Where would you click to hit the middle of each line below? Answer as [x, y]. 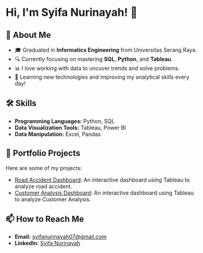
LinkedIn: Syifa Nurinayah [47, 243]
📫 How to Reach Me [45, 219]
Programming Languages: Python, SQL [65, 121]
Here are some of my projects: [44, 168]
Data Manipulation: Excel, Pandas [58, 134]
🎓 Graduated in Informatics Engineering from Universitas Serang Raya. [106, 50]
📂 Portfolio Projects [43, 153]
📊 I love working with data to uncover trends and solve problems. [97, 68]
